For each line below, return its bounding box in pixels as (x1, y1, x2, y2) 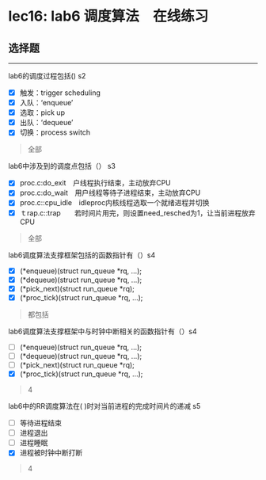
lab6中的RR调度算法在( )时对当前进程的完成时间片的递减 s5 (8, 402, 201, 411)
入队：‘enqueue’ (19, 98, 74, 108)
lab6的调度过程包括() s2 (8, 71, 86, 80)
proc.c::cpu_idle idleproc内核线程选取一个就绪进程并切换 (19, 198, 210, 208)
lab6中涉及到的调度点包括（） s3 (8, 162, 116, 171)
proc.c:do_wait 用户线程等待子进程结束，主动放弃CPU (19, 188, 201, 198)
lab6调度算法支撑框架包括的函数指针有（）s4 (8, 250, 156, 260)
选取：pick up (19, 108, 66, 117)
